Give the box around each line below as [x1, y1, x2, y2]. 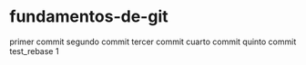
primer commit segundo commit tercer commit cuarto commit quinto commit [9, 36, 297, 47]
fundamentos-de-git [9, 6, 168, 27]
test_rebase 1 [9, 45, 59, 56]
